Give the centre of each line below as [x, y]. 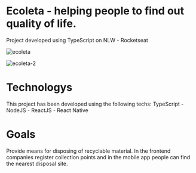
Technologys [39, 87]
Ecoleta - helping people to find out [95, 11]
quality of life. [41, 24]
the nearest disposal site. [37, 163]
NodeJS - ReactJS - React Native [47, 110]
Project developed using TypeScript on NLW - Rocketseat [77, 40]
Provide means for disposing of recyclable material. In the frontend [88, 151]
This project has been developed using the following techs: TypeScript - [95, 104]
